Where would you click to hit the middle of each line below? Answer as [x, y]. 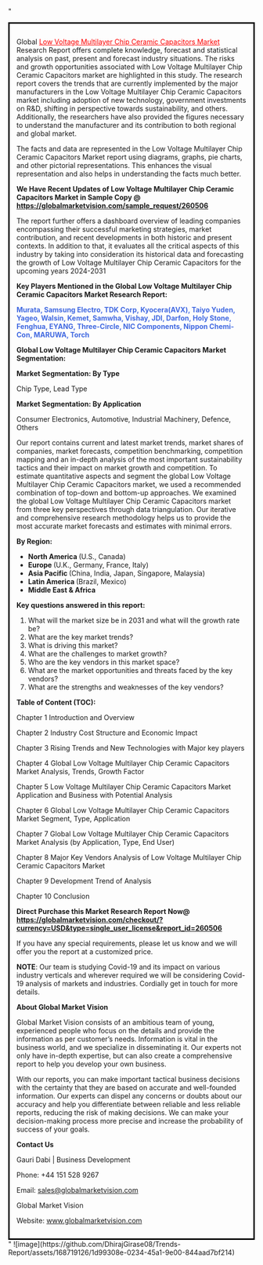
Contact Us [35, 1144]
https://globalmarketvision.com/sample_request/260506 [113, 206]
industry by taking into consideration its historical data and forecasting [130, 254]
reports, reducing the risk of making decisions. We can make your [123, 1113]
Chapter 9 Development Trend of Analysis [84, 881]
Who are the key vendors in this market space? [104, 662]
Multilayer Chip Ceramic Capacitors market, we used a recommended [129, 484]
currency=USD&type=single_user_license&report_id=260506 [119, 928]
